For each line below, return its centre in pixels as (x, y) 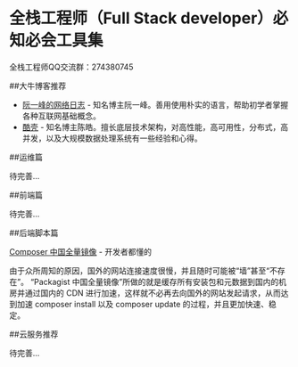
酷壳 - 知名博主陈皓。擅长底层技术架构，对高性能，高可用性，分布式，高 (155, 126)
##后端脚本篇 (34, 232)
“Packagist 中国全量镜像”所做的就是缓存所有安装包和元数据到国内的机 (159, 281)
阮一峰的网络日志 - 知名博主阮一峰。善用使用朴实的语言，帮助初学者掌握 (155, 104)
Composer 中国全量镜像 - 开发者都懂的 (80, 251)
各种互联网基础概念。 (61, 116)
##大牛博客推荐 (38, 86)
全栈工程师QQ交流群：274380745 (71, 67)
